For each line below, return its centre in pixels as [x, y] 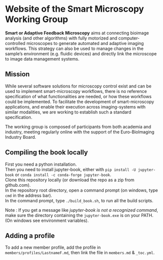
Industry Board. [21, 137]
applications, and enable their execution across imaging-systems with [75, 107]
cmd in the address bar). [29, 195]
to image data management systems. [42, 59]
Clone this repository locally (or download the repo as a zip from [70, 180]
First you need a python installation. [41, 164]
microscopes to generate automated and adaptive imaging [85, 43]
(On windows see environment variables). [47, 220]
